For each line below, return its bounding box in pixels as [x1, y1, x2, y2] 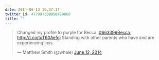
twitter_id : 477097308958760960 [5, 12, 71, 17]
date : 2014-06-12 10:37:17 [5, 7, 60, 12]
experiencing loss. [17, 40, 54, 46]
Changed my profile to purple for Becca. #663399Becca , [17, 30, 131, 36]
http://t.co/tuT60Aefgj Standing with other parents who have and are [17, 35, 155, 40]
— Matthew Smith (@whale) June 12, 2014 [17, 49, 102, 55]
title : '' [5, 16, 25, 21]
